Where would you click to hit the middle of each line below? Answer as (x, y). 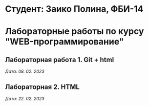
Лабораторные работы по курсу (74, 32)
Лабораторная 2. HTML (42, 87)
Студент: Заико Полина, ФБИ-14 (74, 9)
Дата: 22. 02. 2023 (25, 98)
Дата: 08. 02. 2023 (25, 71)
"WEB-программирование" (64, 42)
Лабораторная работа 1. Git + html (60, 60)
